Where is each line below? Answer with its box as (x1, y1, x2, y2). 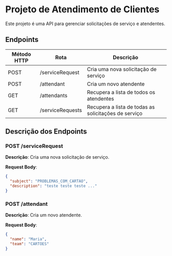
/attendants (40, 92, 68, 99)
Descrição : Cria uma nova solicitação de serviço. (5, 154, 110, 160)
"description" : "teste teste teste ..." (10, 183, 97, 189)
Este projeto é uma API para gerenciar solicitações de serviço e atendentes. (5, 20, 165, 27)
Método (12, 50, 31, 57)
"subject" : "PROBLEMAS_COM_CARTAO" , (10, 179, 88, 184)
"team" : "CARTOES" (10, 241, 50, 246)
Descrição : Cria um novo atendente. (5, 212, 82, 218)
